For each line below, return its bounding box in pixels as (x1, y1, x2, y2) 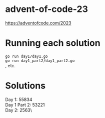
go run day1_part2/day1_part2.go (5, 58, 75, 63)
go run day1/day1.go (5, 54, 48, 59)
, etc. (5, 62, 16, 68)
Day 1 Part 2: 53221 (5, 102, 45, 108)
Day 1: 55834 (5, 96, 32, 103)
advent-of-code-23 (5, 3, 88, 15)
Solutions (5, 80, 46, 92)
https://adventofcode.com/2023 (5, 20, 71, 26)
